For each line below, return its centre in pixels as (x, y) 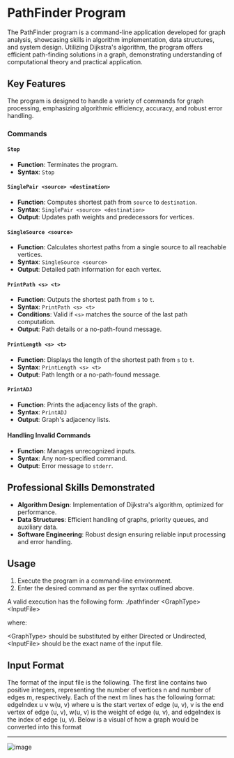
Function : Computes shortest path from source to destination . (107, 202)
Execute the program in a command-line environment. (95, 581)
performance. (37, 512)
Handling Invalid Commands (49, 435)
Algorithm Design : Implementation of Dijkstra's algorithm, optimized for (120, 504)
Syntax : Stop (36, 172)
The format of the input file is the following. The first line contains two (107, 682)
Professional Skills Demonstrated (81, 488)
